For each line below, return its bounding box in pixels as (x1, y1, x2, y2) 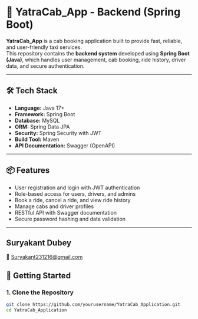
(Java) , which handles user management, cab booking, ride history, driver (6, 56, 186, 63)
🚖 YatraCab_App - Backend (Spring (6, 5, 181, 19)
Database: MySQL (14, 117, 60, 124)
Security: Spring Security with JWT (14, 129, 102, 136)
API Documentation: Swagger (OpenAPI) (14, 142, 115, 149)
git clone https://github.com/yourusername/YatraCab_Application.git (6, 302, 181, 308)
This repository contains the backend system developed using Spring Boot (6, 50, 190, 57)
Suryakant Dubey (6, 238, 72, 248)
